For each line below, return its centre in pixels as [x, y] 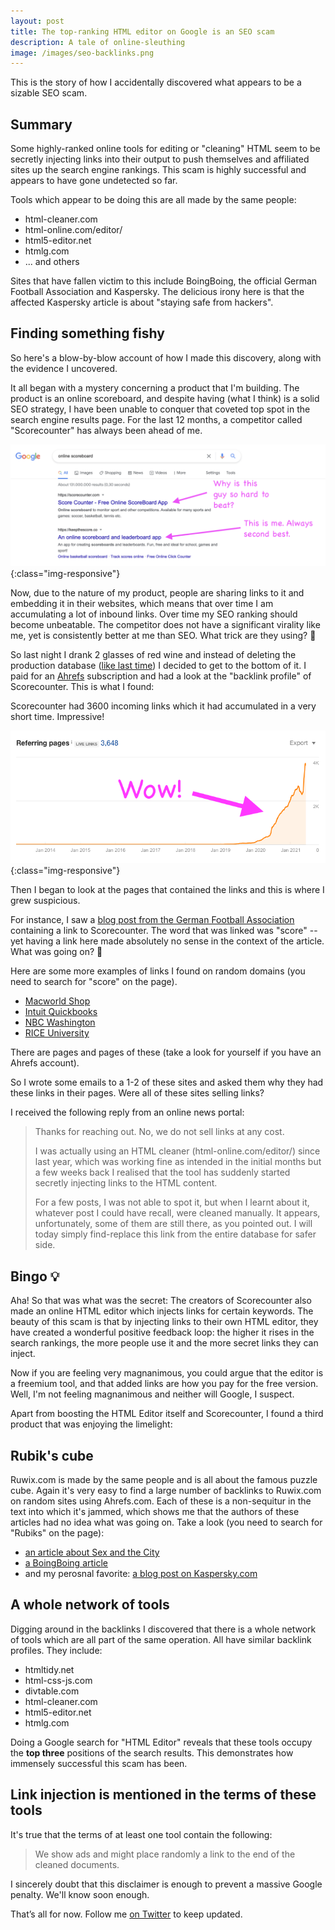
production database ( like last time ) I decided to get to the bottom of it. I [158, 666]
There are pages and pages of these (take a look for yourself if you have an [166, 1052]
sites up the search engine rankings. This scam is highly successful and [158, 170]
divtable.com [52, 1691]
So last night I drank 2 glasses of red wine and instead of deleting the [153, 655]
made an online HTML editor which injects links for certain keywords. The [162, 1311]
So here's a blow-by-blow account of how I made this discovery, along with [166, 357]
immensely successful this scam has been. [99, 1763]
